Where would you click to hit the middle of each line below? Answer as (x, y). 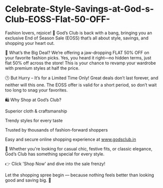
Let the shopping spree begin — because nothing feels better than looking (80, 175)
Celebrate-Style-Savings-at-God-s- (80, 9)
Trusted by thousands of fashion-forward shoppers (56, 130)
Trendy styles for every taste (34, 120)
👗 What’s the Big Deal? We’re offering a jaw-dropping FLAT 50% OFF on (77, 53)
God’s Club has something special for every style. (55, 154)
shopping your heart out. (30, 43)
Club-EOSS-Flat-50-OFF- (58, 19)
